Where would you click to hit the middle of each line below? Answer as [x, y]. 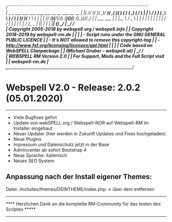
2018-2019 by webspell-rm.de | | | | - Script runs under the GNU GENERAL [86, 34]
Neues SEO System [34, 161]
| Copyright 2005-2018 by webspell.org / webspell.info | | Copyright [80, 29]
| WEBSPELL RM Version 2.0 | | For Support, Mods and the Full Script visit [85, 56]
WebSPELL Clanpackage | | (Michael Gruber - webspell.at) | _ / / [75, 51]
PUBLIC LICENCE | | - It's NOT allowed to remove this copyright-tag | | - [83, 40]
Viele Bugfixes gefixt [35, 117]
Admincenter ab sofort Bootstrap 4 [50, 150]
